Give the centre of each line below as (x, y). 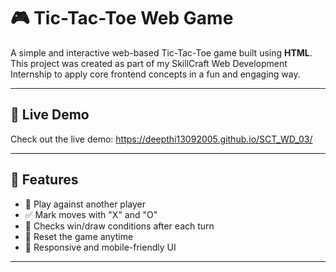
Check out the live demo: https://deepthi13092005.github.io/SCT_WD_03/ (161, 139)
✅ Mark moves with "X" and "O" (91, 214)
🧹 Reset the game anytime (79, 236)
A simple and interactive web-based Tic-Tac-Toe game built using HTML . (161, 52)
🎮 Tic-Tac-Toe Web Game (122, 18)
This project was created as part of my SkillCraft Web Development (149, 63)
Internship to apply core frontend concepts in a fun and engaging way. (155, 74)
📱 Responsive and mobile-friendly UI (100, 247)
